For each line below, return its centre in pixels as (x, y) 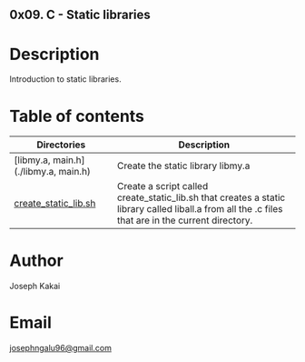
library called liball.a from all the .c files (200, 209)
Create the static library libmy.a (183, 166)
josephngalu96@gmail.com (60, 348)
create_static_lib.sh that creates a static (201, 197)
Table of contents (77, 116)
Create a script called (162, 186)
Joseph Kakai (35, 287)
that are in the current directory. (185, 220)
